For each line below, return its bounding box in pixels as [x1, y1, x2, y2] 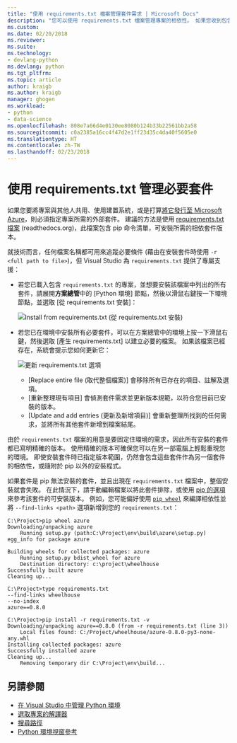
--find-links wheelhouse [7, 592, 80, 599]
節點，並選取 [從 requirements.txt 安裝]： [17, 298, 138, 306]
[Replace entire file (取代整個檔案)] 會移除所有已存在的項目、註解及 [28, 376, 224, 384]
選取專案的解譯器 [17, 709, 68, 718]
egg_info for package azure [7, 536, 90, 543]
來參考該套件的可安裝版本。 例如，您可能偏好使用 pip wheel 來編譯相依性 [7, 494, 221, 502]
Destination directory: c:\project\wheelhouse [20, 560, 159, 568]
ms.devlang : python [7, 63, 65, 70]
